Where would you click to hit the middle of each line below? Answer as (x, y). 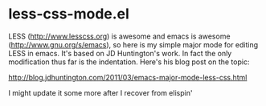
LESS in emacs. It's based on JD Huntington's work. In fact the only (120, 53)
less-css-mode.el (69, 14)
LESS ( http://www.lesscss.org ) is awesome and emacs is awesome (119, 36)
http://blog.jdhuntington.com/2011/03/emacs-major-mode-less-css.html (128, 77)
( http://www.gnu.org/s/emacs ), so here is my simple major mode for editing (133, 44)
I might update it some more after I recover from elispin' (100, 92)
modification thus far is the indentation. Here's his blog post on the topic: (129, 62)
